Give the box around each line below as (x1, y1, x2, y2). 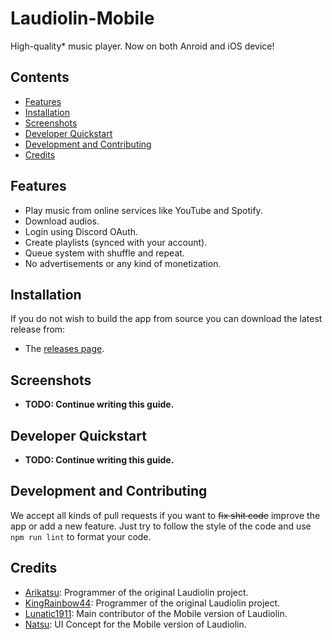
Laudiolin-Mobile (10, 7, 155, 30)
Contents (10, 69, 70, 86)
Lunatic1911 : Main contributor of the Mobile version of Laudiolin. (24, 607, 288, 619)
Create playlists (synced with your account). (24, 236, 208, 248)
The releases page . (24, 343, 105, 355)
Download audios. (24, 215, 100, 227)
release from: (10, 323, 66, 336)
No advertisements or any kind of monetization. (24, 257, 222, 269)
